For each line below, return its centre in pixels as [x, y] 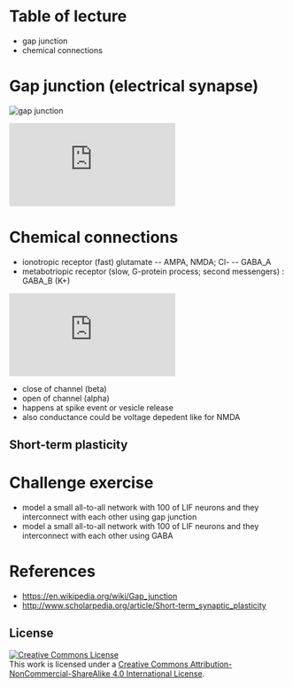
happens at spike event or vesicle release [98, 407]
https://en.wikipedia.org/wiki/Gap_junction [100, 597]
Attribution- [211, 664]
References [52, 571]
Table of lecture [68, 16]
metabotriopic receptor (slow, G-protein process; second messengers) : [153, 271]
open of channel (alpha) [66, 398]
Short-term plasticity [69, 445]
